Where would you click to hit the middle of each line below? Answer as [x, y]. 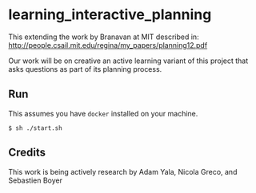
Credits [27, 153]
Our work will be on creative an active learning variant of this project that [128, 61]
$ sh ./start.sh [35, 128]
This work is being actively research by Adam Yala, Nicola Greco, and [123, 171]
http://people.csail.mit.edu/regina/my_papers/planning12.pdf [108, 45]
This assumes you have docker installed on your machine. [103, 113]
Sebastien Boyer [35, 180]
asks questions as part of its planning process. [85, 69]
